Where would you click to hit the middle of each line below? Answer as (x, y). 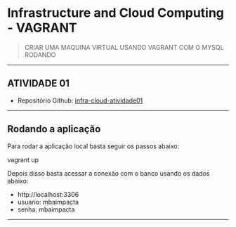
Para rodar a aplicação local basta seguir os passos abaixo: (93, 146)
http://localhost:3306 (48, 194)
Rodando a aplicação (54, 129)
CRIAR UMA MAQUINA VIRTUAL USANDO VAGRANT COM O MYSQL (124, 47)
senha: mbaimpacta (46, 209)
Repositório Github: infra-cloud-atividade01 (80, 100)
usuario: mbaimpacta (48, 202)
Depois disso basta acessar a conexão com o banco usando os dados (109, 173)
